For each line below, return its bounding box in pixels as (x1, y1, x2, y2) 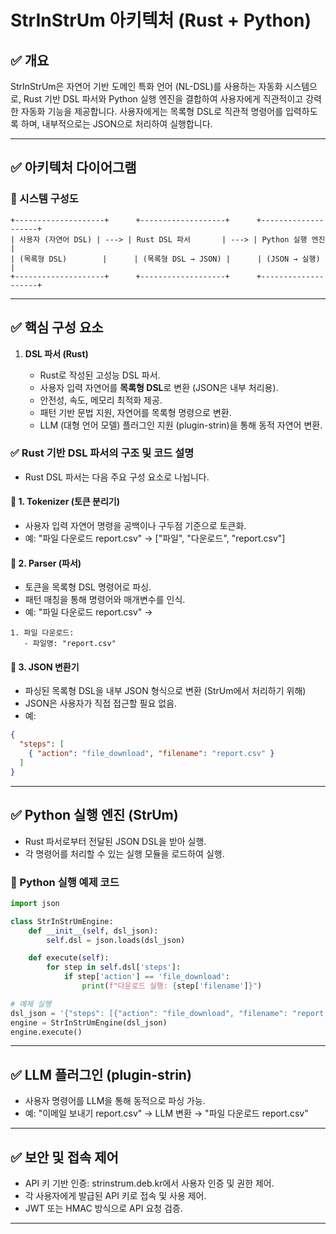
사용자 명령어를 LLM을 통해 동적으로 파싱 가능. (24, 1095, 206, 1107)
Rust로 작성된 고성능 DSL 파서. (39, 369, 161, 381)
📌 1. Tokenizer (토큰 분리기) (10, 496, 120, 508)
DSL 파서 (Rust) (24, 347, 89, 360)
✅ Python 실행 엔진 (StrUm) (10, 807, 179, 824)
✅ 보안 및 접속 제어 (10, 1149, 119, 1166)
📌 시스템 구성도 (10, 192, 79, 206)
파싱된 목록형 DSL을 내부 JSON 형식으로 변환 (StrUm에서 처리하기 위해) (24, 685, 307, 697)
